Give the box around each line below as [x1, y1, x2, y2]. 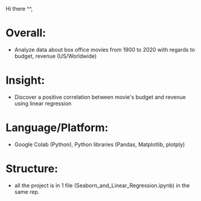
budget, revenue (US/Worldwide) [14, 52, 97, 60]
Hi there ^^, [5, 5, 33, 12]
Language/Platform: [5, 121, 109, 135]
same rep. [14, 188, 40, 195]
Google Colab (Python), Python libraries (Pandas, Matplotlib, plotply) [14, 141, 185, 148]
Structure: [5, 162, 59, 175]
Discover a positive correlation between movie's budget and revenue [14, 93, 186, 100]
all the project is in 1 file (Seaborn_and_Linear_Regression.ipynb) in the [14, 182, 190, 189]
